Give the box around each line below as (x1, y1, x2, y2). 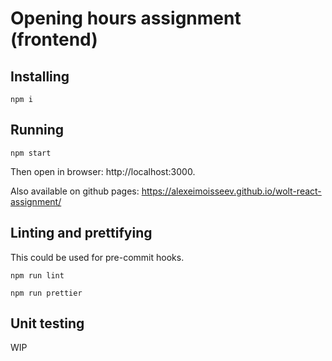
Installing (10, 68, 70, 85)
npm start (10, 148, 52, 158)
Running (10, 122, 65, 139)
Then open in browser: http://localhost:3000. (10, 165, 196, 177)
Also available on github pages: (10, 185, 140, 197)
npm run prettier (10, 288, 83, 298)
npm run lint (10, 270, 65, 281)
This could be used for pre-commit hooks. (10, 251, 185, 263)
